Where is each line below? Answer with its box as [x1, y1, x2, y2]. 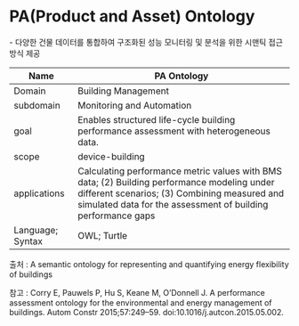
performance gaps [77, 209, 156, 222]
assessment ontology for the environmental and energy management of [9, 297, 273, 308]
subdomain [13, 99, 61, 111]
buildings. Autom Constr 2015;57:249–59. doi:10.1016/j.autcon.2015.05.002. [9, 306, 285, 317]
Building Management [77, 85, 169, 97]
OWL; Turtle [77, 229, 127, 241]
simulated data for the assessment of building [77, 198, 269, 210]
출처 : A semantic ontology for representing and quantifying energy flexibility [9, 258, 289, 269]
